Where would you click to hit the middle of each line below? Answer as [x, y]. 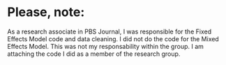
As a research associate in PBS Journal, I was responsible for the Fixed [109, 31]
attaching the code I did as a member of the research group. [94, 54]
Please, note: [46, 12]
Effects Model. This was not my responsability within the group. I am [106, 46]
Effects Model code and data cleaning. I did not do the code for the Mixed [113, 38]
